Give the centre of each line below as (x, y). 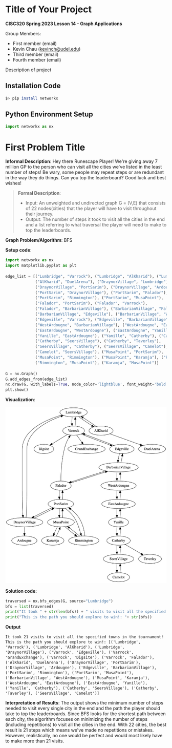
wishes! (14, 183)
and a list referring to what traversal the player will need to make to (96, 225)
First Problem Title (45, 147)
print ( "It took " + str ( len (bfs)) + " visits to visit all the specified (86, 612)
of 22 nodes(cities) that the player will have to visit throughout (91, 209)
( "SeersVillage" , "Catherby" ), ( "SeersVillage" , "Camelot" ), (102, 347)
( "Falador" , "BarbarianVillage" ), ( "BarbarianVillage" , (96, 309)
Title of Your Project (49, 9)
